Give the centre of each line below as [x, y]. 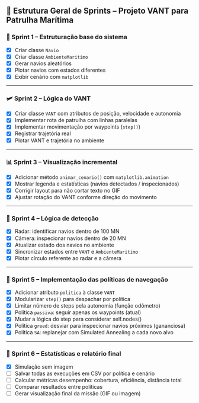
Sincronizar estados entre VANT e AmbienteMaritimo [76, 251]
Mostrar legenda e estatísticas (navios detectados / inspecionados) [97, 184]
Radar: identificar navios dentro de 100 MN [67, 231]
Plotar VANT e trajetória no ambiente [60, 140]
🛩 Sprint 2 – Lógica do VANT [49, 98]
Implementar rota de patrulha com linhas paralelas [76, 120]
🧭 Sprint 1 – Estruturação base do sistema [67, 37]
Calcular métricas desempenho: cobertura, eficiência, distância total [98, 380]
